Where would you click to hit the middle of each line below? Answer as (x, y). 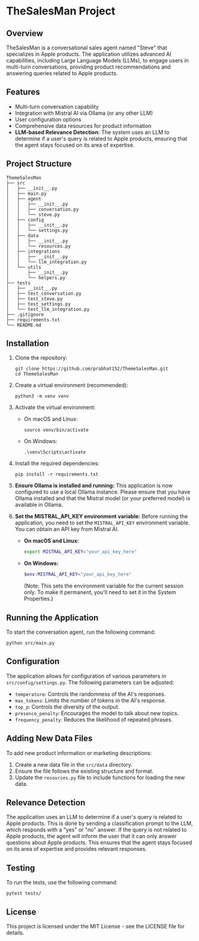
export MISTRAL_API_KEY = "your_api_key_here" (80, 552)
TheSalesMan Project (61, 11)
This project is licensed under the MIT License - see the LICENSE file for (95, 927)
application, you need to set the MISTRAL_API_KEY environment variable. (102, 523)
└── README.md (24, 325)
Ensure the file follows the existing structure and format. (84, 771)
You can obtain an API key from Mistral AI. (67, 529)
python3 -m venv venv (42, 396)
